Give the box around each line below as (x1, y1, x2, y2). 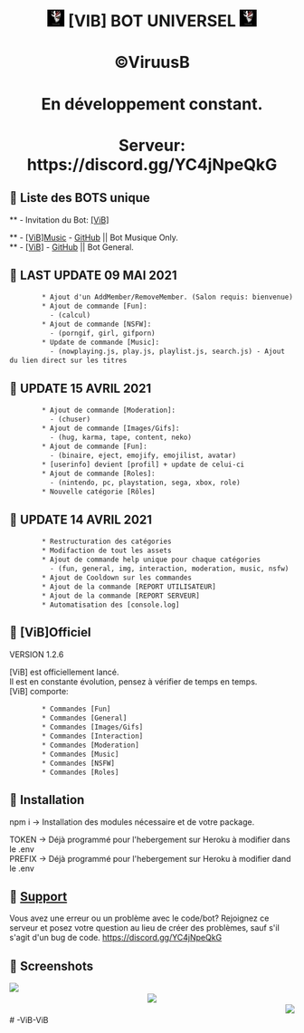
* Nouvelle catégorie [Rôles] (42, 487, 156, 497)
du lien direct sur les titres (9, 356, 128, 366)
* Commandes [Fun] (42, 704, 111, 713)
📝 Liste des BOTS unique (9, 190, 151, 206)
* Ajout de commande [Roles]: (42, 469, 156, 479)
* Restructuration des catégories (42, 537, 172, 546)
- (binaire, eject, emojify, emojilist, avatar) (49, 451, 237, 461)
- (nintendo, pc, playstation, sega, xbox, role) (49, 478, 242, 488)
